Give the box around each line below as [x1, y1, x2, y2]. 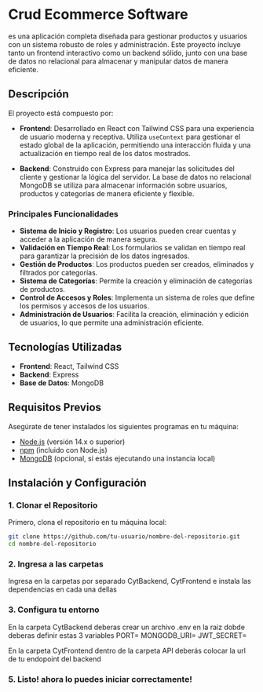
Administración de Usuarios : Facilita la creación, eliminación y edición [19, 310, 249, 319]
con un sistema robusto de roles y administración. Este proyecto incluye [8, 39, 241, 49]
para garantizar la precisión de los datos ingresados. [19, 251, 190, 260]
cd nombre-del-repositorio [8, 540, 97, 548]
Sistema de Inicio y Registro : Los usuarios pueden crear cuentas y [19, 226, 237, 236]
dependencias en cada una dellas [8, 585, 118, 594]
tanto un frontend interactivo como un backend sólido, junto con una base [8, 48, 248, 57]
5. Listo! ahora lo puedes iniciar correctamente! [8, 673, 192, 684]
